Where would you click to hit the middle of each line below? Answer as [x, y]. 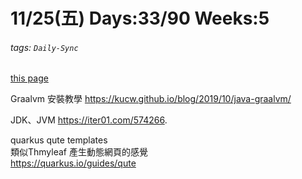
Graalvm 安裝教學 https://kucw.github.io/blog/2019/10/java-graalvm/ [151, 99]
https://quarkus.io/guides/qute [73, 163]
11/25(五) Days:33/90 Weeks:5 [140, 18]
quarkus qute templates [59, 140]
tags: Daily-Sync [44, 47]
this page [29, 78]
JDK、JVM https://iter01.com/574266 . [89, 120]
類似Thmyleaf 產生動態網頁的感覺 [79, 152]
